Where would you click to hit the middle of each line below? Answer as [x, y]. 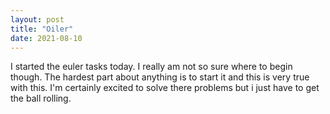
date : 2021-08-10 [46, 38]
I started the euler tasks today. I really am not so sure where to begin [151, 67]
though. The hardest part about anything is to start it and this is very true [160, 77]
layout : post [37, 19]
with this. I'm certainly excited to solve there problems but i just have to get [165, 88]
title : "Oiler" [42, 29]
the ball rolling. [41, 98]
